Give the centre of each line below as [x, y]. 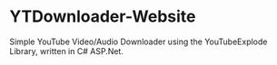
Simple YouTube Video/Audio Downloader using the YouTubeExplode [138, 42]
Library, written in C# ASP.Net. [67, 51]
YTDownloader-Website [103, 17]
